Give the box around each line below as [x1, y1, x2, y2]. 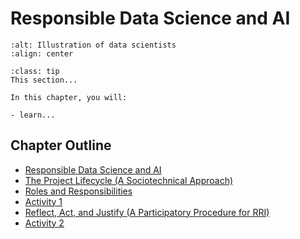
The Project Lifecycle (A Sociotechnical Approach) [24, 174, 234, 186]
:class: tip [10, 66, 60, 76]
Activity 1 [24, 195, 63, 207]
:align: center [10, 48, 74, 59]
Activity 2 [24, 217, 65, 229]
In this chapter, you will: [10, 92, 128, 102]
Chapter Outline [10, 137, 112, 154]
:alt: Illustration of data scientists [10, 40, 177, 50]
